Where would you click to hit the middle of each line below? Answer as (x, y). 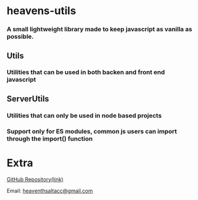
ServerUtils (28, 99)
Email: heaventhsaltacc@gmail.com (50, 191)
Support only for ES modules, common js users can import (92, 131)
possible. (20, 36)
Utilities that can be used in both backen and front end (86, 72)
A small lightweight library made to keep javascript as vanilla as (100, 29)
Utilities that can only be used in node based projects (84, 115)
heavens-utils (41, 11)
